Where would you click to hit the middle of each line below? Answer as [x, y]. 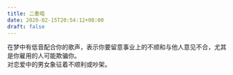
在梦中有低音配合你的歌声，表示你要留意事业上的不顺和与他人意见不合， [111, 47]
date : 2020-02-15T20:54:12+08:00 [56, 20]
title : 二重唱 [26, 14]
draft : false [26, 26]
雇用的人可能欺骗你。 [50, 56]
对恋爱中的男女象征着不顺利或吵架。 [59, 65]
